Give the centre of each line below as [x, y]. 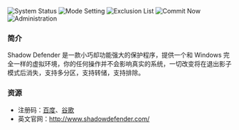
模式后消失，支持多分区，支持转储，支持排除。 [76, 73]
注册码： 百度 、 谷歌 [46, 109]
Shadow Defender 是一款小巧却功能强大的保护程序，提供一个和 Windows [115, 55]
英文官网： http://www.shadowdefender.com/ [84, 119]
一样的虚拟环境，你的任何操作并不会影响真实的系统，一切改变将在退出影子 [122, 64]
